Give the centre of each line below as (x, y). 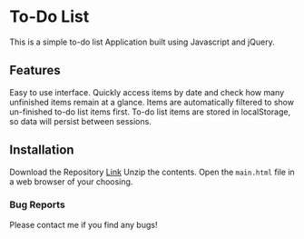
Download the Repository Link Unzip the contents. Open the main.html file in (152, 172)
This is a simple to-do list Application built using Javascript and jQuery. (142, 42)
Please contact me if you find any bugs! (83, 224)
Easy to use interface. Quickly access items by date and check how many (147, 92)
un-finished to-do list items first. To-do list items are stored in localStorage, (150, 112)
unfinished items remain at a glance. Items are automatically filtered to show (152, 102)
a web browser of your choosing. (71, 181)
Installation (42, 150)
